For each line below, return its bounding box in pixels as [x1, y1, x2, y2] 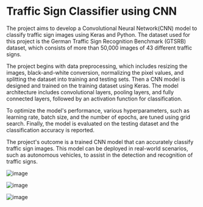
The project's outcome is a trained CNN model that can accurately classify [6, 138, 194, 145]
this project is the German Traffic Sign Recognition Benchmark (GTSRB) [6, 37, 187, 45]
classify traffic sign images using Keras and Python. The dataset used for [6, 31, 191, 38]
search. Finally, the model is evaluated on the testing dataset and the [6, 119, 179, 127]
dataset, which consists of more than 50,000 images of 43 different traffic [6, 44, 193, 51]
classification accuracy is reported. [6, 126, 94, 134]
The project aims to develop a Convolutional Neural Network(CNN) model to [6, 24, 198, 32]
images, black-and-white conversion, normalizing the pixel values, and [6, 69, 184, 76]
